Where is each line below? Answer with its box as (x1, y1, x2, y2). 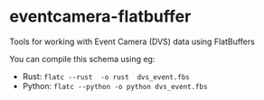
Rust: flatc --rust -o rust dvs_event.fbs (22, 70, 190, 82)
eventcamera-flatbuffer (9, 6, 192, 27)
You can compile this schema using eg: (9, 53, 156, 64)
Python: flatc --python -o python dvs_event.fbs (22, 80, 208, 91)
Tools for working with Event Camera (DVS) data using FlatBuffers (9, 36, 255, 47)
